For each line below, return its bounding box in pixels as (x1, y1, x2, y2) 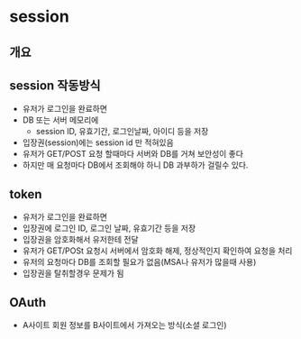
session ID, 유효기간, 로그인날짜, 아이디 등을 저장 (35, 126, 209, 137)
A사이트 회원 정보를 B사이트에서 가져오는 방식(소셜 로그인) (22, 320, 227, 331)
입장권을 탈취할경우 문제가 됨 (22, 268, 124, 279)
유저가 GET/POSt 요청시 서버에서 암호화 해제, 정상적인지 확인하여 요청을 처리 (22, 245, 293, 256)
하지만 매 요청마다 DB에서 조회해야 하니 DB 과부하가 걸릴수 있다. (22, 160, 249, 170)
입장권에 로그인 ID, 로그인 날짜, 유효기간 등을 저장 (22, 223, 196, 234)
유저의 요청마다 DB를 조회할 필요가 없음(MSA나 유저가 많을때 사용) (22, 257, 257, 268)
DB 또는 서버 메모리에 (22, 115, 99, 125)
